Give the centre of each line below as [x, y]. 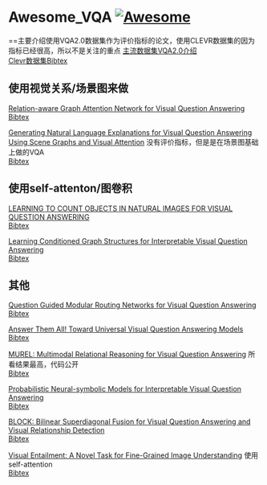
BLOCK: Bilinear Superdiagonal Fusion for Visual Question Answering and [129, 421]
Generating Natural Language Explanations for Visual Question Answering [130, 132]
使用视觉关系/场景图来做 [69, 88]
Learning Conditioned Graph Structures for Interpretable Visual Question [128, 240]
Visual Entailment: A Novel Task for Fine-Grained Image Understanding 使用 [133, 455]
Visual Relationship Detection [57, 430]
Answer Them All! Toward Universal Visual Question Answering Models [126, 329]
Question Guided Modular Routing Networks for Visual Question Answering [132, 305]
